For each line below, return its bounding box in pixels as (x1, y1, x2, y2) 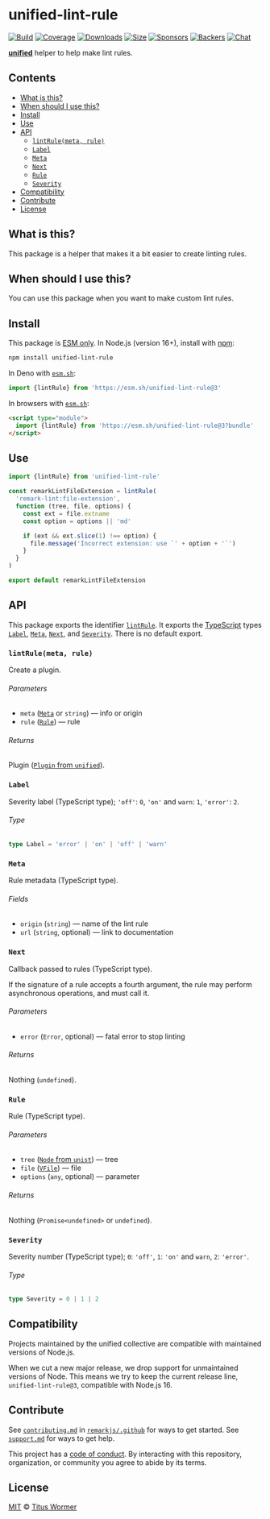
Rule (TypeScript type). (8, 1111, 85, 1121)
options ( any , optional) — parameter (19, 1172, 140, 1181)
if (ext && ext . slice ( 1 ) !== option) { (23, 532, 157, 540)
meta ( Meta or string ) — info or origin (19, 708, 143, 718)
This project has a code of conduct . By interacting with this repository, (8, 1449, 242, 1459)
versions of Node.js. (8, 1347, 75, 1357)
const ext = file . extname (23, 509, 110, 517)
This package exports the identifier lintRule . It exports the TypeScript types (8, 620, 262, 629)
